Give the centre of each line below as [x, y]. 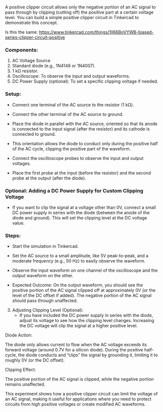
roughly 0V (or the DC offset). [35, 360]
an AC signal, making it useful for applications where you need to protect [78, 399]
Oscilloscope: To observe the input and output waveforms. [71, 76]
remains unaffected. [25, 384]
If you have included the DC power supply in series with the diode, [86, 315]
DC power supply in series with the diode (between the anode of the [81, 213]
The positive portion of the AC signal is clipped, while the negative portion [80, 379]
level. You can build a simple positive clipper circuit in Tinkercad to [72, 17]
